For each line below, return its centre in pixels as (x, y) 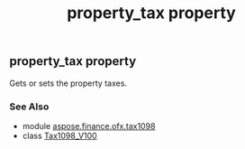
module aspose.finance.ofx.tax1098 (89, 126)
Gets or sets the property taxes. (68, 83)
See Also (29, 107)
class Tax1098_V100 (59, 135)
